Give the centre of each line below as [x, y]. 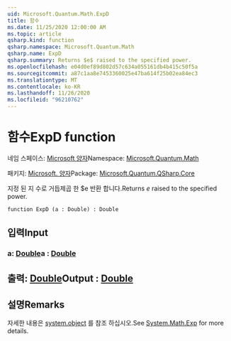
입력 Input [28, 233]
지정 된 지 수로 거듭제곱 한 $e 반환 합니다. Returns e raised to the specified [112, 188]
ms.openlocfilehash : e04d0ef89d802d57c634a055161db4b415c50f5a [103, 67]
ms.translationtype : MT [43, 80]
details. [18, 331]
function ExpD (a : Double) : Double [63, 209]
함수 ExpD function [62, 137]
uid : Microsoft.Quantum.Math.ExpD [58, 14]
